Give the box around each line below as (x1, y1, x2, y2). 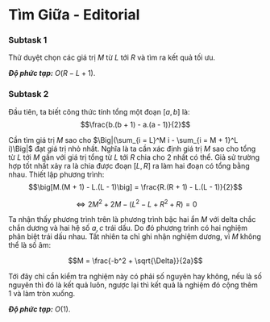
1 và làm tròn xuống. (8, 289, 76, 299)
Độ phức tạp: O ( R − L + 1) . (8, 69, 96, 78)
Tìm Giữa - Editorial (8, 6, 140, 24)
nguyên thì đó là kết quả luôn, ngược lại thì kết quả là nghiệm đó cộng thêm (8, 280, 258, 290)
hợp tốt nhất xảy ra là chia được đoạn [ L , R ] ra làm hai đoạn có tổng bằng (8, 161, 250, 170)
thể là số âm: (8, 240, 52, 250)
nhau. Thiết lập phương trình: (8, 169, 105, 179)
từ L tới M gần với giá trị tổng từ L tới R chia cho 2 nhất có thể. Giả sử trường (8, 152, 260, 162)
